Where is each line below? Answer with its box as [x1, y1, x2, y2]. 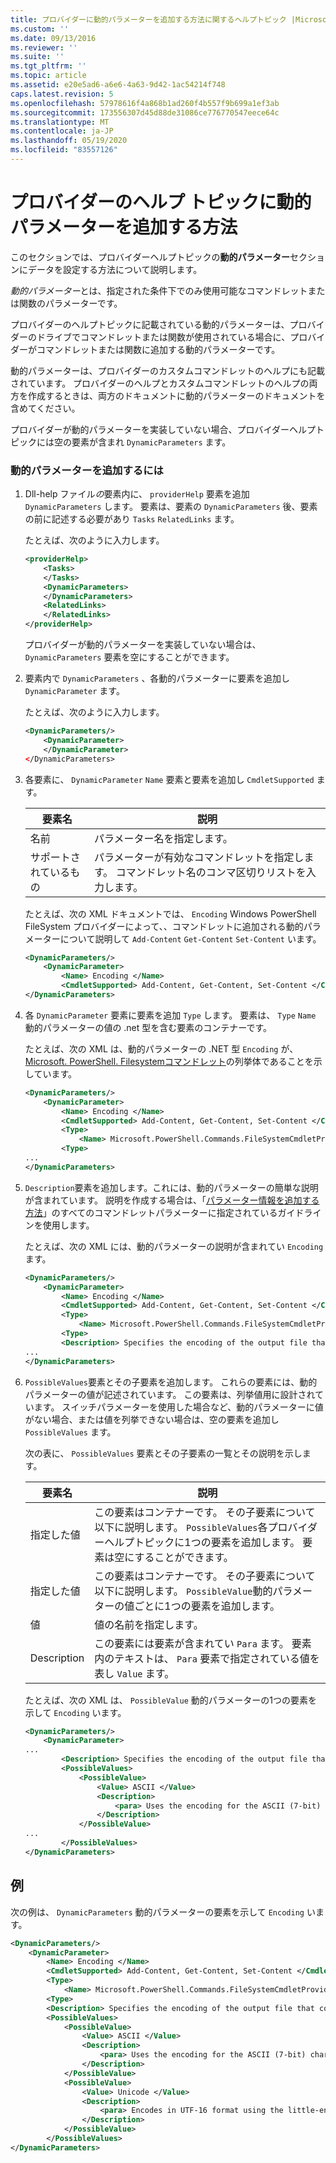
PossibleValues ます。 [24, 1426, 117, 1438]
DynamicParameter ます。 [24, 685, 125, 697]
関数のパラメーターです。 [18, 297, 123, 309]
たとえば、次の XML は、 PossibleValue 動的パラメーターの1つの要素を [24, 1694, 318, 1706]
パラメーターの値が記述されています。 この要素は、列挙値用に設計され [24, 1388, 316, 1400]
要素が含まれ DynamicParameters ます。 [71, 436, 232, 448]
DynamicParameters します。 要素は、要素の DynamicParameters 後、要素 [24, 501, 318, 513]
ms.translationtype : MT [10, 117, 110, 127]
